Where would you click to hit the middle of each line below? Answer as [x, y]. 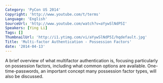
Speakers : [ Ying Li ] [27, 28]
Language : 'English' [27, 19]
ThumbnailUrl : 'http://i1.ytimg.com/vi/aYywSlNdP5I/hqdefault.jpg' [76, 38]
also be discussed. [24, 76]
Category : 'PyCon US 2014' [33, 10]
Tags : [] [14, 33]
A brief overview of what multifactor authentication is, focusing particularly [81, 60]
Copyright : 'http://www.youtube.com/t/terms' [53, 14]
